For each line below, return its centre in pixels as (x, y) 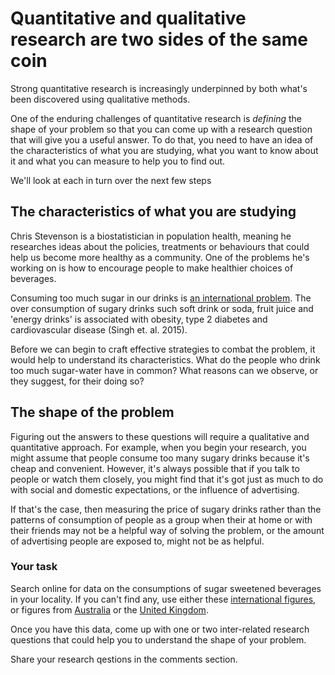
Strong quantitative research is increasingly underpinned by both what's (159, 88)
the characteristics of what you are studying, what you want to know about (164, 150)
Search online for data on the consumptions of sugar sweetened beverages (166, 588)
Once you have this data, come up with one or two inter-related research (160, 629)
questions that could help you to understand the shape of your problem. (158, 639)
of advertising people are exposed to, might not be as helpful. (137, 541)
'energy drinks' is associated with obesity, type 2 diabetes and (139, 319)
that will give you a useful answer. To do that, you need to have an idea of (162, 139)
